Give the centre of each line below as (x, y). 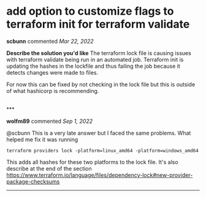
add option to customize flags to (90, 11)
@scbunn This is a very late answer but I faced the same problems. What (99, 133)
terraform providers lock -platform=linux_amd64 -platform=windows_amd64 (103, 151)
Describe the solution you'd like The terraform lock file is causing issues (99, 53)
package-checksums (33, 181)
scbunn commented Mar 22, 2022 (50, 41)
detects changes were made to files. (52, 72)
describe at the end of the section (49, 168)
